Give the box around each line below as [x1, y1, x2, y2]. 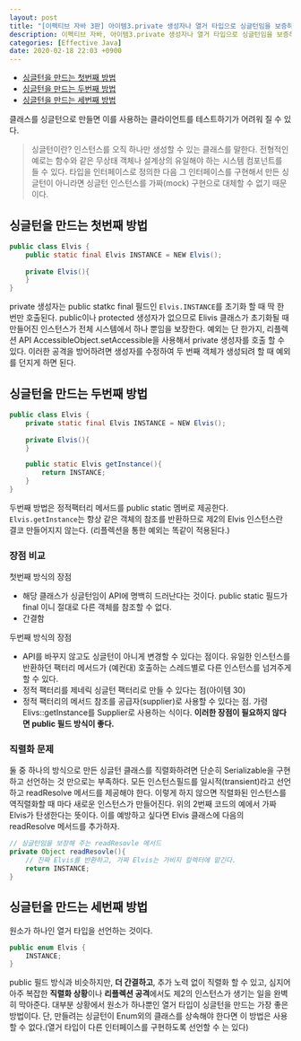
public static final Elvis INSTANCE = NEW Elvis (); [25, 250, 222, 259]
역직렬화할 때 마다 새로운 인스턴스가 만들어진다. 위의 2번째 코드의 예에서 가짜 [9, 799, 277, 809]
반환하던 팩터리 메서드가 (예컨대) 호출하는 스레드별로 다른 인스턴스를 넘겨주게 [21, 662, 292, 673]
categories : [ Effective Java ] [9, 38, 123, 48]
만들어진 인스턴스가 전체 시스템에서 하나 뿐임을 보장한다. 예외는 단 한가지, [9, 324, 265, 335]
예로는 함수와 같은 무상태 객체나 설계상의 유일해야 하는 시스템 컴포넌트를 [30, 155, 283, 166]
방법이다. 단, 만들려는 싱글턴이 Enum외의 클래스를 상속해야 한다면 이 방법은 [9, 1010, 271, 1021]
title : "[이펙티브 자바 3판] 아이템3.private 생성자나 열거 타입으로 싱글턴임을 [9, 22, 271, 31]
